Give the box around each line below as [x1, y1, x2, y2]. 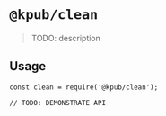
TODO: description [31, 32, 101, 43]
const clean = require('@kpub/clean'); [9, 83, 159, 92]
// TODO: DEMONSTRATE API [9, 98, 106, 107]
